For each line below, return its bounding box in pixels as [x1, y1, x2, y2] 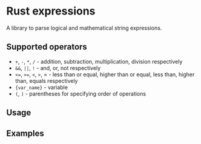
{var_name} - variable [15, 83, 68, 91]
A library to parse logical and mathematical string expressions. [6, 24, 162, 31]
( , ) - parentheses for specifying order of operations [15, 90, 147, 97]
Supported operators [6, 42, 88, 52]
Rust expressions [6, 4, 96, 18]
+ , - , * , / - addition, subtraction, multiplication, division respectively [15, 57, 183, 65]
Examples [6, 128, 44, 139]
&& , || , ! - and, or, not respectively [15, 64, 101, 71]
